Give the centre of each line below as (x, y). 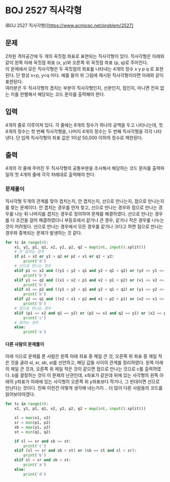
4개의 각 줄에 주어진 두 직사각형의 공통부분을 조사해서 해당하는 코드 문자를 (78, 168)
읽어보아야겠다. (20, 394)
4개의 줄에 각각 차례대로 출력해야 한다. (58, 175)
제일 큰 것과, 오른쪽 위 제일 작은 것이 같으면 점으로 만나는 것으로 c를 (77, 369)
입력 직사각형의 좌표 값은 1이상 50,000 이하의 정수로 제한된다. (82, 137)
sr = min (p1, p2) (33, 423)
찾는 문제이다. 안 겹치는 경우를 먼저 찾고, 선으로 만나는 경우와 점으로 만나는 (84, 207)
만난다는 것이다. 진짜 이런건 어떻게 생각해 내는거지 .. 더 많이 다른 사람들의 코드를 (84, 388)
